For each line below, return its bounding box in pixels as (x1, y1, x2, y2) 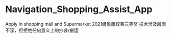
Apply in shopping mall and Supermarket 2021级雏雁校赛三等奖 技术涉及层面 (5, 21, 166, 27)
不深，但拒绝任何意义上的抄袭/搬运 (5, 27, 79, 33)
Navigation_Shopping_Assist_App (5, 4, 153, 15)
